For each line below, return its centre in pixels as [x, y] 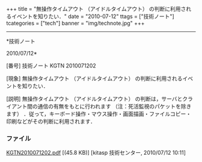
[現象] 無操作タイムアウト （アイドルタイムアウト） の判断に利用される [94, 78]
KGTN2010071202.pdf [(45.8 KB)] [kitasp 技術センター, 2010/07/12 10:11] [96, 153]
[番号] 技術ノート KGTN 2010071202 [51, 66]
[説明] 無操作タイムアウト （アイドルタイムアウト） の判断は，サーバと [94, 99]
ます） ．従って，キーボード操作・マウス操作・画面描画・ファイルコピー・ [99, 114]
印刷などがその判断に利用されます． [51, 121]
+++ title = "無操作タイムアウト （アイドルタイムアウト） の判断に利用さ [96, 9]
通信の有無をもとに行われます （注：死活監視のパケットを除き [115, 106]
